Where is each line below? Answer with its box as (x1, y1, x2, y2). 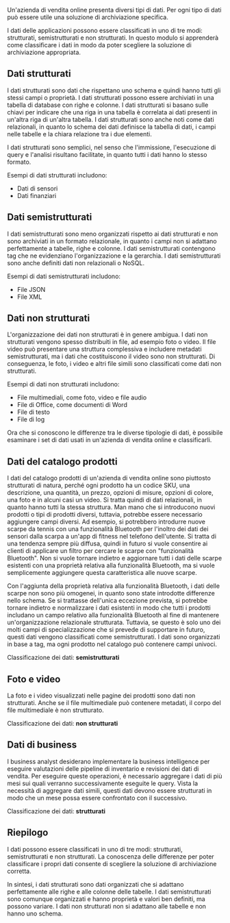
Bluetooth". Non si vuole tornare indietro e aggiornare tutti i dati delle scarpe (7, 554, 222, 563)
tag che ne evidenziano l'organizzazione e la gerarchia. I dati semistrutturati (7, 251, 221, 260)
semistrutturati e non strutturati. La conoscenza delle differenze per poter (7, 852, 214, 861)
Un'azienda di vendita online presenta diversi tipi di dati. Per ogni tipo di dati (7, 6, 222, 14)
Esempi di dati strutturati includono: (7, 171, 107, 179)
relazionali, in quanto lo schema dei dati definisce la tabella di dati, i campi (7, 123, 216, 131)
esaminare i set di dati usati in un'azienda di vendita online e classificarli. (7, 436, 212, 444)
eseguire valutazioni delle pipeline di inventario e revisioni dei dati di (7, 764, 199, 773)
